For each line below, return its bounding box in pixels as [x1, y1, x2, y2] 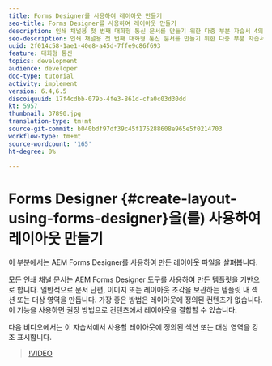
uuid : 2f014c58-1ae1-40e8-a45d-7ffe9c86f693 [8, 42, 161, 50]
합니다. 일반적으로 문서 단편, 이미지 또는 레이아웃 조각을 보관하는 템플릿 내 [16, 285, 250, 295]
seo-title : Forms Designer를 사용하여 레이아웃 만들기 [8, 19, 176, 28]
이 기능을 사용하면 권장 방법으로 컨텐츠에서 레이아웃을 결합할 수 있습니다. [8, 305, 237, 315]
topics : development [8, 57, 79, 66]
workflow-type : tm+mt [8, 132, 82, 140]
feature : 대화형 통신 [8, 49, 73, 57]
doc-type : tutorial [8, 72, 74, 80]
